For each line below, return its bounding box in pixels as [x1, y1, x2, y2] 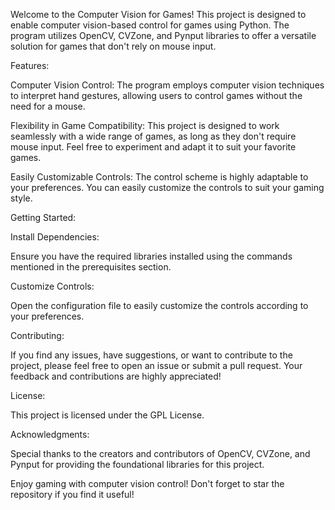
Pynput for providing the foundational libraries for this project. [10, 459, 265, 470]
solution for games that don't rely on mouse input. [10, 40, 217, 52]
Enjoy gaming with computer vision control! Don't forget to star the [10, 478, 285, 489]
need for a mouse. [10, 100, 86, 112]
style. [10, 192, 33, 204]
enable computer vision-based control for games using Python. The [10, 19, 290, 31]
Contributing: [10, 330, 65, 341]
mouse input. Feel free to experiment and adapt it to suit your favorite [10, 141, 297, 153]
